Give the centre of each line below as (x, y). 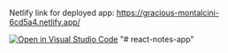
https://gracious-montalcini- (167, 13)
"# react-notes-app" (157, 39)
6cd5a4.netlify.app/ (45, 22)
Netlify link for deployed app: (62, 13)
